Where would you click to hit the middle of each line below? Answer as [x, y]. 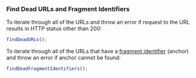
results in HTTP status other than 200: [54, 28]
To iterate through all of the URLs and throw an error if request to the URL [98, 22]
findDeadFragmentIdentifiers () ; [47, 69]
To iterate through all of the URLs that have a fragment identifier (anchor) [98, 51]
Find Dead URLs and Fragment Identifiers [68, 9]
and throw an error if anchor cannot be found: [64, 58]
